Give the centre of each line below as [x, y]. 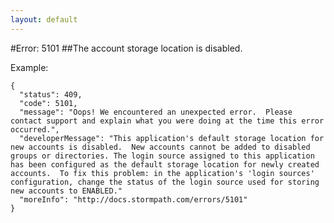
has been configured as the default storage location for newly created [165, 164]
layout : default [44, 19]
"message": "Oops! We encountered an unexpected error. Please [156, 112]
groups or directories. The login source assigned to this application [162, 156]
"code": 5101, [48, 103]
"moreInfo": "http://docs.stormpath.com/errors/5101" [133, 199]
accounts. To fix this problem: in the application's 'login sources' [162, 173]
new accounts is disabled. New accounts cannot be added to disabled [160, 147]
